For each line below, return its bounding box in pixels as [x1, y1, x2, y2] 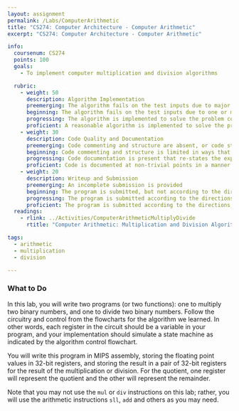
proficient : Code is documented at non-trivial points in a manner [26, 161, 231, 169]
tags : [7, 234, 23, 241]
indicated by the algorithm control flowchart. [7, 337, 138, 346]
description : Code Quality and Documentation [26, 135, 164, 142]
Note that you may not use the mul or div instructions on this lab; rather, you [7, 388, 230, 396]
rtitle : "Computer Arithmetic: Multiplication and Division [26, 221, 208, 228]
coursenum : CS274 [14, 50, 65, 57]
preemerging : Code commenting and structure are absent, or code [26, 142, 224, 149]
